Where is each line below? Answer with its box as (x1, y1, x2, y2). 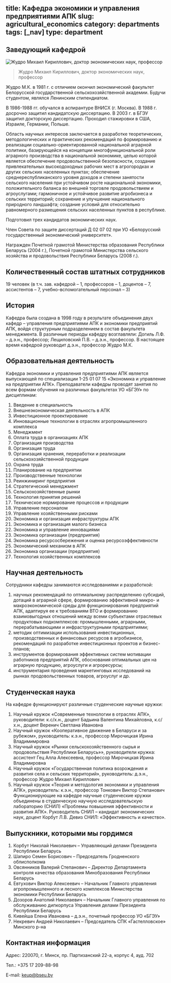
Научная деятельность (6, 568, 83, 577)
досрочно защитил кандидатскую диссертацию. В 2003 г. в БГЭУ (6, 110, 149, 116)
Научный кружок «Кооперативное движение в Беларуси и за (13, 727, 147, 734)
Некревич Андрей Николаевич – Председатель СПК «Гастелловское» (13, 918, 166, 925)
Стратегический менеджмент (13, 483, 78, 489)
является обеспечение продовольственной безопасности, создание (6, 158, 156, 164)
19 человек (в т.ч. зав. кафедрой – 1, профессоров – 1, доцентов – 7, (6, 281, 152, 287)
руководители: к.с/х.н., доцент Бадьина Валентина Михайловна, (13, 717, 154, 723)
